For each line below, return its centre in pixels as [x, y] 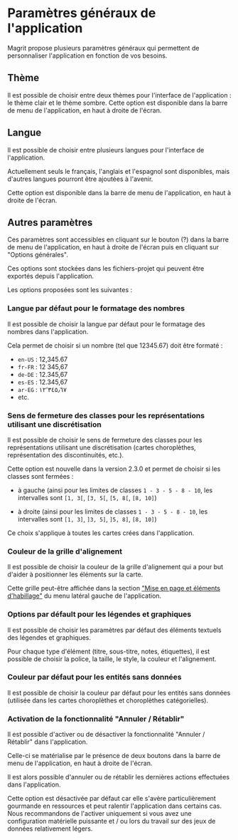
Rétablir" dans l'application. [48, 742]
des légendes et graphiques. [49, 637]
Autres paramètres [50, 222]
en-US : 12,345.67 [43, 359]
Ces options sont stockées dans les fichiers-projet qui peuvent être [106, 269]
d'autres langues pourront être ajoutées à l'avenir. [80, 179]
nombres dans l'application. [48, 331]
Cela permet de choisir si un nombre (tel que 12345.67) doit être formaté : [115, 345]
